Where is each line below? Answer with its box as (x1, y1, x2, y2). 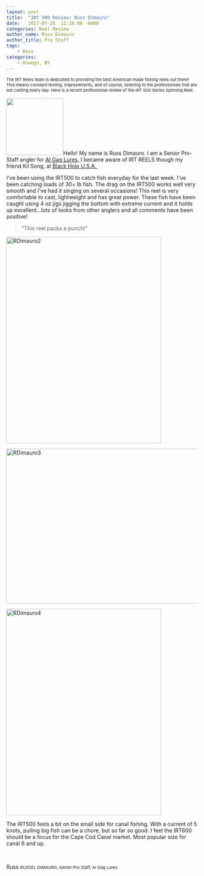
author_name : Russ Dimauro (6, 32, 75, 38)
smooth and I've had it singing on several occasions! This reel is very (6, 186, 179, 194)
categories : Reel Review (6, 26, 69, 32)
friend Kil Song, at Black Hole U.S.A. (6, 162, 97, 169)
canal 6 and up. (6, 840, 46, 847)
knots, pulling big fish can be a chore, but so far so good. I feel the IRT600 (6, 827, 192, 834)
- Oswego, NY (17, 60, 50, 66)
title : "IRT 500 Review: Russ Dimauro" (6, 15, 110, 21)
